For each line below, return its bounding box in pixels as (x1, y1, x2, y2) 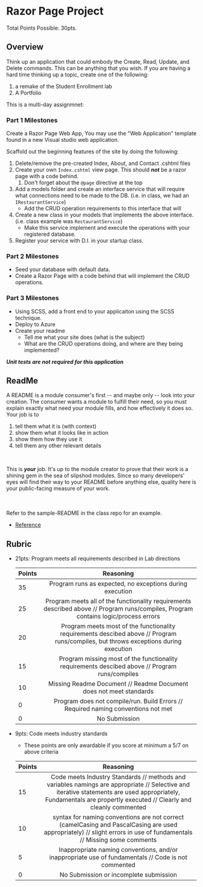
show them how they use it (14, 435, 83, 443)
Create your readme (14, 327, 65, 334)
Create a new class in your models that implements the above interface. (14, 211, 194, 219)
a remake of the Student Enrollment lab (14, 82, 113, 90)
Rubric (6, 538, 32, 549)
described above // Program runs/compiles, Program (43, 604, 193, 613)
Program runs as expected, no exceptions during (49, 580, 188, 588)
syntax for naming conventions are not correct (52, 813, 184, 822)
